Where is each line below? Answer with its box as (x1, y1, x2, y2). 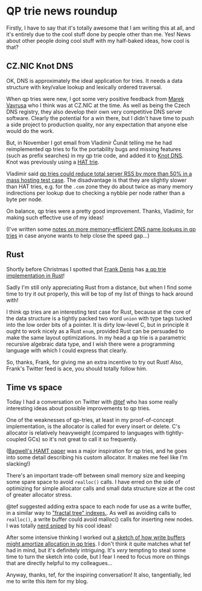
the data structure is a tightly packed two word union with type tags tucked (6, 314, 192, 321)
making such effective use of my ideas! (6, 213, 104, 221)
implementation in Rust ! (6, 272, 65, 279)
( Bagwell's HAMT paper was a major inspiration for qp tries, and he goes (6, 447, 187, 454)
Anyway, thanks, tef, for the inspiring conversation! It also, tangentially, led (6, 571, 191, 578)
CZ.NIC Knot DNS (6, 61, 74, 71)
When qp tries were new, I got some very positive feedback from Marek (6, 95, 185, 102)
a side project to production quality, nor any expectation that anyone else (6, 121, 188, 128)
